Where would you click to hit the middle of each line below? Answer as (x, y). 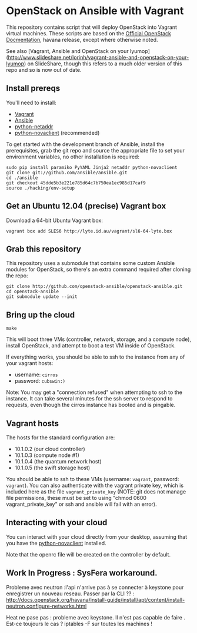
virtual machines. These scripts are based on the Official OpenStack (89, 33)
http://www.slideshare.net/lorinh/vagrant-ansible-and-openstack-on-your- (98, 57)
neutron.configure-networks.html (46, 606)
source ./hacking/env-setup (41, 188)
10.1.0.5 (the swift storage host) (52, 468)
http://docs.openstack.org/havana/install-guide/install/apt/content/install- (96, 599)
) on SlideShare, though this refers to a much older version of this (103, 64)
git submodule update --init (42, 297)
